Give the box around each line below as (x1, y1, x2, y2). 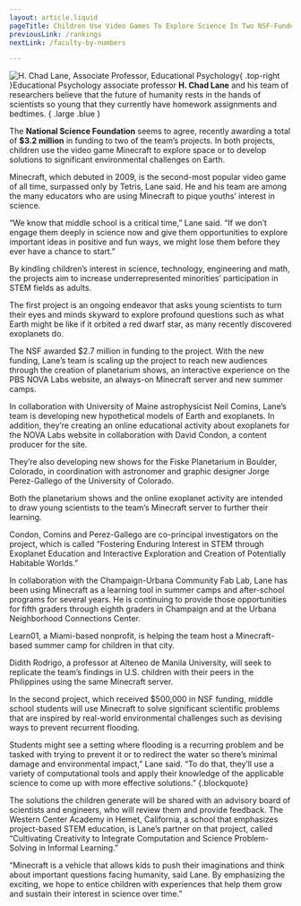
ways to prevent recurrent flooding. (9, 722, 141, 733)
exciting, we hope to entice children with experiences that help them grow (9, 879, 282, 890)
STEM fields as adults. (9, 283, 92, 294)
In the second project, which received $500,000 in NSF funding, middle (9, 694, 274, 705)
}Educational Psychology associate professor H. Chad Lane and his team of (9, 80, 289, 90)
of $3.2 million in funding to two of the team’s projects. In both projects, (9, 135, 276, 146)
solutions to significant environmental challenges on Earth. (9, 154, 226, 166)
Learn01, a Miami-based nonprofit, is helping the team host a (9, 630, 235, 641)
